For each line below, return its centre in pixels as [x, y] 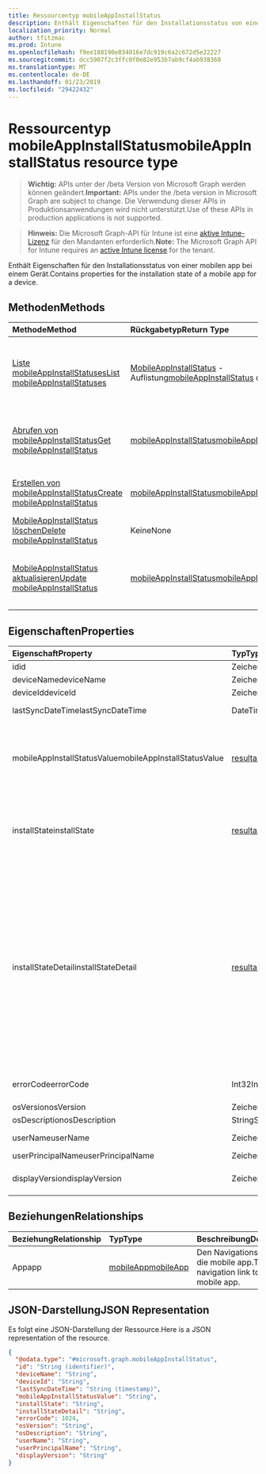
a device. [23, 282]
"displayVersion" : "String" [62, 1455]
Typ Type [125, 1238]
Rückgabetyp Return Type [180, 330]
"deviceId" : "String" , [53, 1382]
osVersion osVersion [49, 1107]
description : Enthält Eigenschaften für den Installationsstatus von [125, 23]
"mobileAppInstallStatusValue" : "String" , [86, 1396]
